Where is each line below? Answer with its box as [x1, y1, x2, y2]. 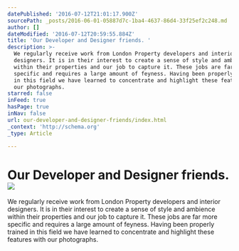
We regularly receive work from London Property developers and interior [7, 198, 221, 206]
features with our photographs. [7, 235, 98, 244]
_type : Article [7, 130, 53, 137]
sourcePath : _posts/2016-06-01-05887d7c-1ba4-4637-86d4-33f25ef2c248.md [7, 17, 228, 24]
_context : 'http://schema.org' [7, 123, 100, 130]
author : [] [7, 24, 40, 31]
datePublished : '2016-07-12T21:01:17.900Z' [7, 10, 139, 18]
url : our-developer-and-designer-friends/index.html [7, 116, 167, 123]
